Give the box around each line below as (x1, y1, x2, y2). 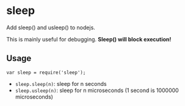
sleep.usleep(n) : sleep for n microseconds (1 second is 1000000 (15, 87, 179, 94)
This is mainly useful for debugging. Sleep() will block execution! (6, 35, 172, 43)
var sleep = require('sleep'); (6, 69, 86, 76)
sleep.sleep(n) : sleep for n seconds (15, 80, 107, 87)
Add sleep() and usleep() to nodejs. (6, 24, 96, 31)
